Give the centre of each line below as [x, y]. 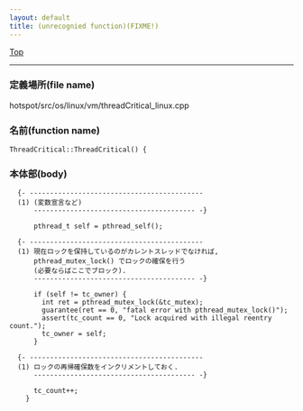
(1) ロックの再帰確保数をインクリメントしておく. [98, 367]
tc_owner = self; [74, 334]
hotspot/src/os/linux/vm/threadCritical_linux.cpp [99, 105]
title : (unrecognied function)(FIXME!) [84, 26]
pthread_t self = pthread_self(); [98, 226]
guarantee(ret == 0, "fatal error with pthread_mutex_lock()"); [165, 311]
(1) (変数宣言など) [50, 203]
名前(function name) [55, 130]
